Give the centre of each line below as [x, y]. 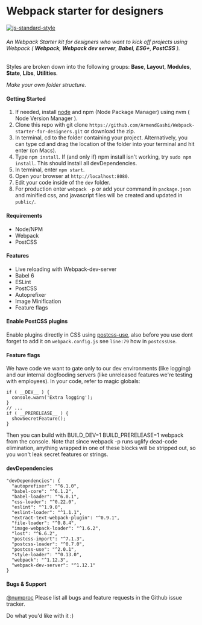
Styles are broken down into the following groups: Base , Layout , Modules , [99, 67]
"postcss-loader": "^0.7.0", [48, 544]
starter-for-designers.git [49, 132]
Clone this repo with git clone [52, 125]
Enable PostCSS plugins [37, 322]
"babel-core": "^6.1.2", [43, 492]
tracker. [16, 604]
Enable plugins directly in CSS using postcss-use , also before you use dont [99, 335]
